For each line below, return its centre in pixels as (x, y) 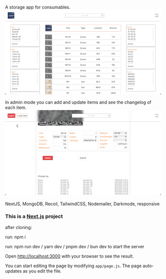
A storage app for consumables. (38, 7)
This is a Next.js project (34, 217)
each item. (16, 108)
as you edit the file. (42, 271)
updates (14, 271)
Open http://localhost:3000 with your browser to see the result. (70, 256)
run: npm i (16, 237)
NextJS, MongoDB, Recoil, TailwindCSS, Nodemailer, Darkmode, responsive (82, 204)
